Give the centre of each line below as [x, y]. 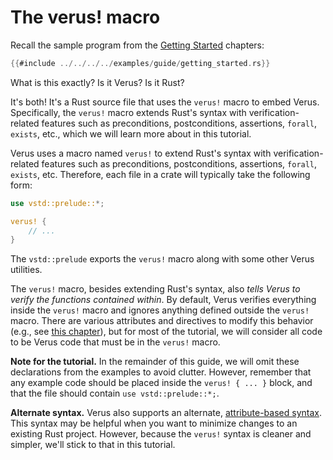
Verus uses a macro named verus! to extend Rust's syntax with [141, 153]
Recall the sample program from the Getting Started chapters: [137, 45]
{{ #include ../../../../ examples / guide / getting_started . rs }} [140, 63]
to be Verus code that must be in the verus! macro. [115, 342]
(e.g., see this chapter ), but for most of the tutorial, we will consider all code [166, 332]
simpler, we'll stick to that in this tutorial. [93, 445]
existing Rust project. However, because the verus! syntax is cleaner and [161, 434]
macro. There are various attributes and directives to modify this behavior [162, 321]
